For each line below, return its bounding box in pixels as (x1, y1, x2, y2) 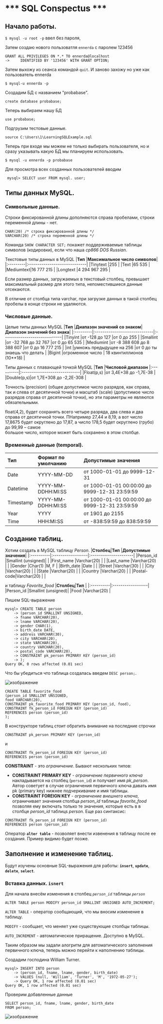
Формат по (38, 454, 65, 461)
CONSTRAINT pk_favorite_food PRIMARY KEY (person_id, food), (5, 702, 131, 707)
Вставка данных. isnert (5, 880, 64, 887)
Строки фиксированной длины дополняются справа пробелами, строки (5, 214, 155, 220)
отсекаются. (5, 286, 31, 292)
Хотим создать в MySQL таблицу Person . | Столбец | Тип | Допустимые (5, 548, 151, 553)
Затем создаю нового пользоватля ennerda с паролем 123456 (5, 45, 133, 50)
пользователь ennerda (5, 72, 52, 78)
